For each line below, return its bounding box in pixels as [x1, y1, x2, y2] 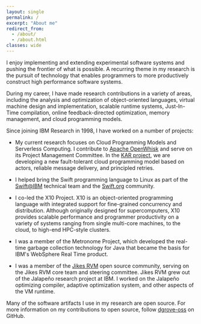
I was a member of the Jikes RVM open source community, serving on [14, 262, 190, 269]
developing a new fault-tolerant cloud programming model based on [14, 158, 185, 165]
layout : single [6, 8, 45, 15]
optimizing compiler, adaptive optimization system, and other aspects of [14, 281, 194, 288]
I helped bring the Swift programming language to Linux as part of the [14, 176, 188, 183]
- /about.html [11, 37, 47, 43]
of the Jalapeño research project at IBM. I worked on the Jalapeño [14, 275, 179, 282]
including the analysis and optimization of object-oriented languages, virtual [6, 96, 195, 103]
